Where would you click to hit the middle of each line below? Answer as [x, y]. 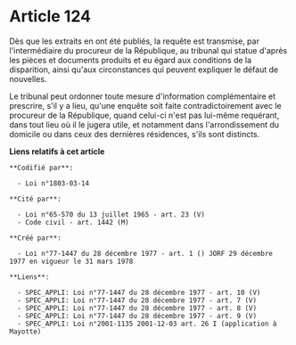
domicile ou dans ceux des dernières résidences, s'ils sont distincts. [135, 134]
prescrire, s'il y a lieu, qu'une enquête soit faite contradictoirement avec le [146, 105]
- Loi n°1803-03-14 [53, 183]
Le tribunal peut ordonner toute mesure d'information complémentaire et [143, 96]
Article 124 [50, 16]
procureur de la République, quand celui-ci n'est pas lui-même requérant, [144, 115]
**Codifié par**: [41, 168]
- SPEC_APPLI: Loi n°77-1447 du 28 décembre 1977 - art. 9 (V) [137, 316]
